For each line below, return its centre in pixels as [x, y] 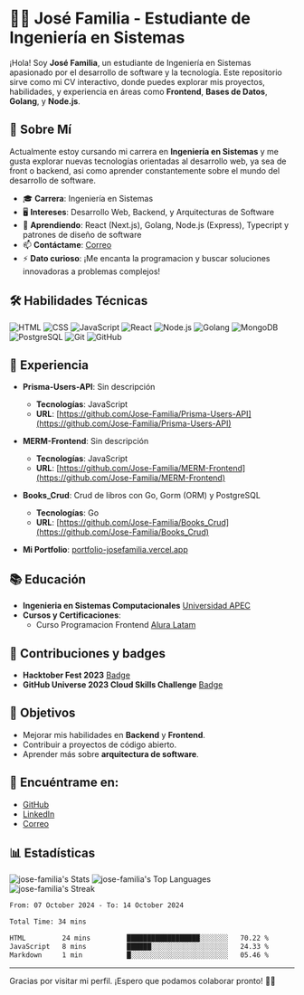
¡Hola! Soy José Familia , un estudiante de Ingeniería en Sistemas [130, 62]
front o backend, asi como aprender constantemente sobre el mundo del [145, 170]
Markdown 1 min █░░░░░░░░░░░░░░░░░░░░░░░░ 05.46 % [139, 955]
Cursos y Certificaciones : [72, 615]
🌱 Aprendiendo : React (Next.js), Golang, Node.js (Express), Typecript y [156, 224]
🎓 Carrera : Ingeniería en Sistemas [88, 198]
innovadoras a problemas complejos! [91, 271]
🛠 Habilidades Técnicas [79, 301]
